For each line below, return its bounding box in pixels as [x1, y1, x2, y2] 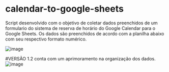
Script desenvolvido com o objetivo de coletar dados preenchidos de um [5, 20, 158, 26]
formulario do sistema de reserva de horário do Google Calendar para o [5, 25, 156, 31]
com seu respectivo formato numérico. [5, 36, 87, 42]
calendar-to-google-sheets [5, 3, 124, 15]
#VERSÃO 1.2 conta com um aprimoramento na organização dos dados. [5, 55, 156, 61]
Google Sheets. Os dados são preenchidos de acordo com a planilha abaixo [5, 30, 164, 37]
